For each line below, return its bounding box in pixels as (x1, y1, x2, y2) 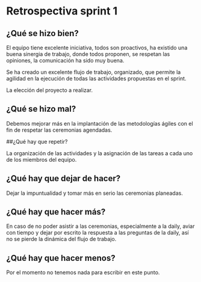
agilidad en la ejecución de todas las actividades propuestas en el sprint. (6, 75, 187, 82)
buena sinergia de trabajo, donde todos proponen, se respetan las (6, 51, 170, 58)
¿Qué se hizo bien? (6, 28, 79, 38)
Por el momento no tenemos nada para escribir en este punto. (6, 269, 160, 276)
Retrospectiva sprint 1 (6, 4, 118, 18)
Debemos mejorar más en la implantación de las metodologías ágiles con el (6, 120, 194, 127)
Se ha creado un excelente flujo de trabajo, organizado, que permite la (6, 69, 181, 76)
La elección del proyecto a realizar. (6, 87, 93, 94)
